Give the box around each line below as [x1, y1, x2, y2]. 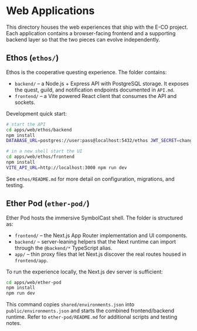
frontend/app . [14, 256, 48, 264]
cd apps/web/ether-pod [6, 279, 62, 285]
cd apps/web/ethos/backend [6, 127, 72, 133]
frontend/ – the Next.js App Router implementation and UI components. [14, 232, 188, 239]
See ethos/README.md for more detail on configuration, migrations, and [6, 175, 175, 183]
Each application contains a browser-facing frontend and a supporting [6, 29, 176, 36]
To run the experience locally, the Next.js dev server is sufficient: [6, 268, 163, 275]
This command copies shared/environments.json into [6, 301, 135, 308]
